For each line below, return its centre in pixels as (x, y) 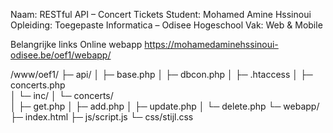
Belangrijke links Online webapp (76, 44)
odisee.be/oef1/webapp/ (61, 55)
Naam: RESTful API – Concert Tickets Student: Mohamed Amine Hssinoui (161, 14)
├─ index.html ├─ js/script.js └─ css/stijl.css (102, 117)
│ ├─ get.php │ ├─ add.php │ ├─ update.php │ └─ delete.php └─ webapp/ (165, 106)
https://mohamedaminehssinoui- (211, 44)
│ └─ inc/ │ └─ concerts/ (62, 95)
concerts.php (38, 85)
